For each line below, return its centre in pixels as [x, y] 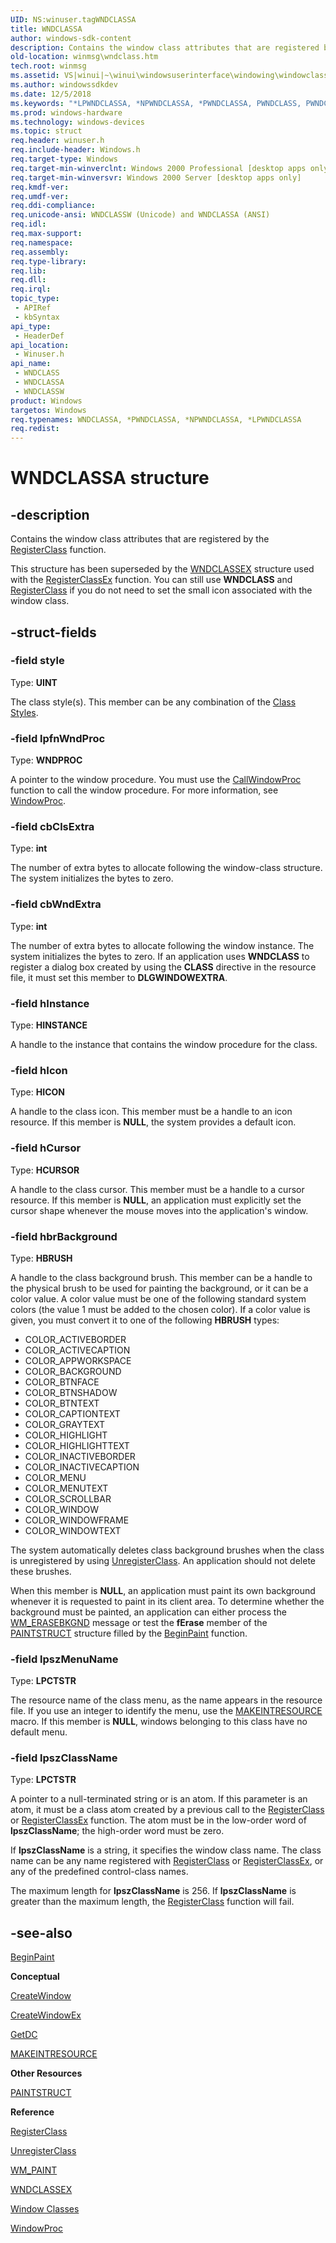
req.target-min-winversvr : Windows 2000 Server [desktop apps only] [156, 177]
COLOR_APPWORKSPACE [78, 1360]
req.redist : [35, 429]
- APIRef [33, 308]
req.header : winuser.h [57, 141]
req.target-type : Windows [64, 159]
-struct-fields [53, 632]
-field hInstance [50, 1003]
